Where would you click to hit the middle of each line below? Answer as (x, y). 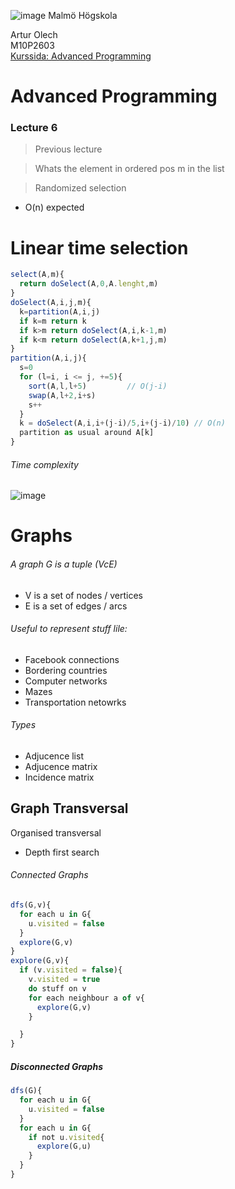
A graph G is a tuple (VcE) (64, 564)
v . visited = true (64, 980)
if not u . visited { (66, 1137)
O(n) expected (54, 207)
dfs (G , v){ (31, 905)
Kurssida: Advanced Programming (81, 56)
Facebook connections (72, 659)
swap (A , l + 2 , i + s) (62, 395)
